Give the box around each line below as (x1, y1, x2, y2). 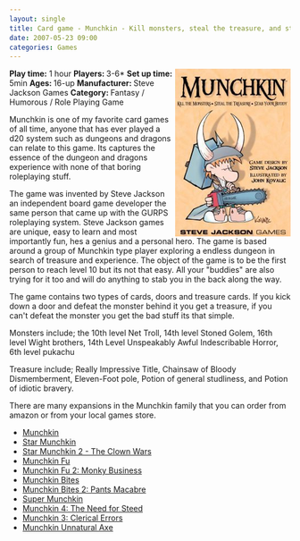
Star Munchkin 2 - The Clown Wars (21, 446, 152, 457)
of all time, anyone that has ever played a (9, 123, 161, 134)
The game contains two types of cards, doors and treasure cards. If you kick (9, 292, 291, 302)
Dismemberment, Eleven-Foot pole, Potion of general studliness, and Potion (9, 374, 288, 385)
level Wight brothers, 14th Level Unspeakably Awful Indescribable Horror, (9, 337, 279, 348)
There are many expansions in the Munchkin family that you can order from (9, 401, 287, 411)
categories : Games (9, 43, 78, 52)
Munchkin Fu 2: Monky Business (21, 465, 143, 476)
